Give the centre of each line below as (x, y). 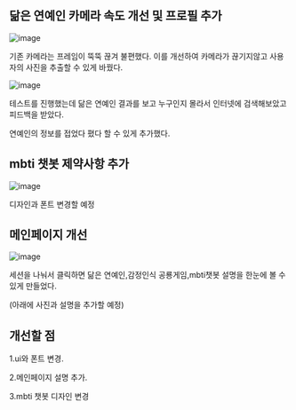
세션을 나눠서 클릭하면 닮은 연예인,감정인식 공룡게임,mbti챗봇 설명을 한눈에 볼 (143, 275)
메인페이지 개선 (48, 235)
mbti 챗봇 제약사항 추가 (69, 164)
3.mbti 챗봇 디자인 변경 (49, 397)
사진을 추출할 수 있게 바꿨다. (74, 67)
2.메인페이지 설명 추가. (48, 378)
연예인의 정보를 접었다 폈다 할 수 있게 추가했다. (90, 133)
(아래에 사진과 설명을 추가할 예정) (67, 305)
